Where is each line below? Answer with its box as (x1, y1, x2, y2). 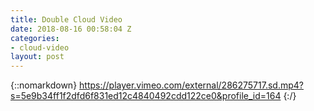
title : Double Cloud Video (10, 14, 123, 25)
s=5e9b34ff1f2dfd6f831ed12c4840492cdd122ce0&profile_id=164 (10, 90, 282, 102)
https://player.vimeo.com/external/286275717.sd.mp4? (79, 79, 304, 91)
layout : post (10, 52, 65, 62)
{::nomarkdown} (10, 79, 78, 91)
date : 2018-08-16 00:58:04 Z (10, 24, 132, 34)
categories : (10, 33, 60, 43)
